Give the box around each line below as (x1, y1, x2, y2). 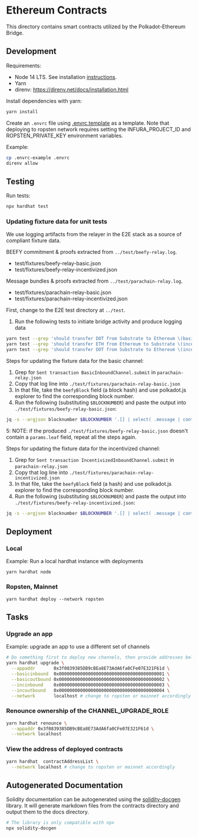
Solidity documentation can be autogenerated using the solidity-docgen (6, 796, 181, 803)
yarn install (6, 108, 38, 115)
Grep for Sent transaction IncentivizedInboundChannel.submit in (14, 456, 174, 463)
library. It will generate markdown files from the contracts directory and (6, 802, 179, 809)
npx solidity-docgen (6, 825, 57, 831)
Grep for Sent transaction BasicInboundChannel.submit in (14, 369, 156, 376)
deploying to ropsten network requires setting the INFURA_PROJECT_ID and (6, 125, 192, 133)
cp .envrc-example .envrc (6, 154, 70, 161)
